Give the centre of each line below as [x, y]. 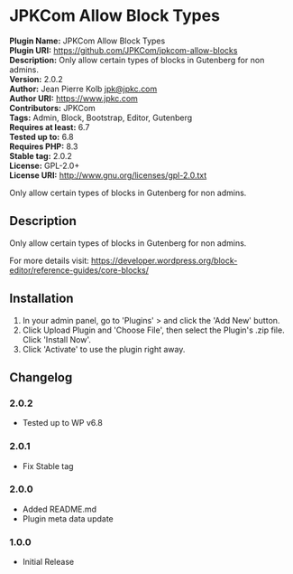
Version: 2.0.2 [36, 79]
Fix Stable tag [48, 466]
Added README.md [60, 509]
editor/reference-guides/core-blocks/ [79, 270]
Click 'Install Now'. [57, 339]
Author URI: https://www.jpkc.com [73, 98]
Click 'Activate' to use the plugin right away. [104, 349]
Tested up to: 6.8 [41, 136]
